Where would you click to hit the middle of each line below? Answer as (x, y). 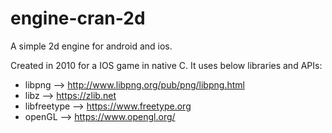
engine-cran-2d (78, 18)
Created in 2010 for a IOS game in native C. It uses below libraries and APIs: (166, 65)
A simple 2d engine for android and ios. (91, 46)
